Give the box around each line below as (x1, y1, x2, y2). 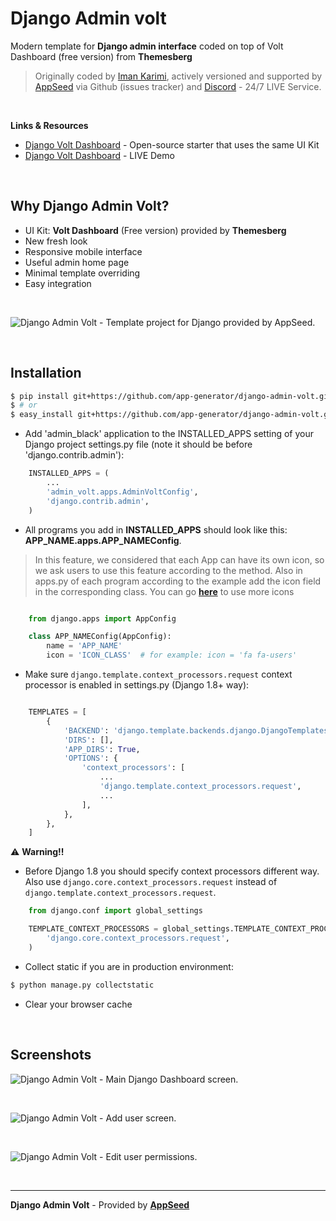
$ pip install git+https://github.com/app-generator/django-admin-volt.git (10, 391, 333, 401)
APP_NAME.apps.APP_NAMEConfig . (24, 534, 182, 546)
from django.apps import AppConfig (28, 613, 177, 624)
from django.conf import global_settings (28, 906, 203, 916)
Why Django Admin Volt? (10, 198, 170, 215)
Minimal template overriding (24, 267, 141, 279)
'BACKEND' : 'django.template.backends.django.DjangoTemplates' (63, 725, 333, 736)
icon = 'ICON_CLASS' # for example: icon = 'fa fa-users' (46, 650, 298, 661)
